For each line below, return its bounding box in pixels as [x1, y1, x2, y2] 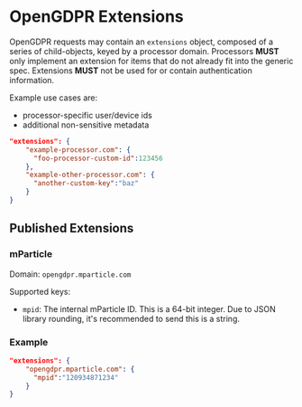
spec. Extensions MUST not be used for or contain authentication [9, 65, 252, 76]
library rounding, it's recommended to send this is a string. [22, 313, 241, 324]
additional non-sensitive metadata [22, 119, 150, 130]
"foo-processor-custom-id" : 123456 [32, 154, 164, 163]
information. [9, 74, 55, 85]
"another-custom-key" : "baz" [32, 179, 140, 188]
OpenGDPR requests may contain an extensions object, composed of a [9, 36, 273, 47]
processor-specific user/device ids [22, 109, 153, 120]
